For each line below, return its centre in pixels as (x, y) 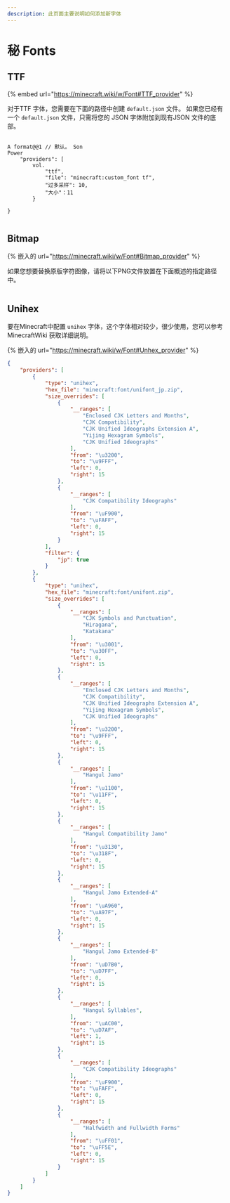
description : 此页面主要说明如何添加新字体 (64, 14)
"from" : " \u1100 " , (97, 788)
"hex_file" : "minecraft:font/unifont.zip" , (109, 592)
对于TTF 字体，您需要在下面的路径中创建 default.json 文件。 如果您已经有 (115, 108)
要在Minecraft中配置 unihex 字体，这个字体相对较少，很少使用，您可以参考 (115, 327)
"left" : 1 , (86, 1036)
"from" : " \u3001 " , (97, 644)
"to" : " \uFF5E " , (94, 1147)
